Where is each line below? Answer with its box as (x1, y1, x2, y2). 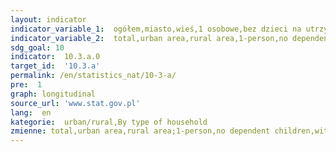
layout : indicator (10, 14, 87, 25)
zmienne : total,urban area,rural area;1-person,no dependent (10, 126, 271, 136)
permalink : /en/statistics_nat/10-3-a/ (10, 71, 177, 81)
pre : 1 (10, 80, 43, 90)
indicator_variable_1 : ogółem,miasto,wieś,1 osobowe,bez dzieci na (10, 24, 302, 34)
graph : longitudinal (10, 89, 97, 99)
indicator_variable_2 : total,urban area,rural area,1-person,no (10, 33, 288, 43)
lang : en (10, 107, 52, 118)
